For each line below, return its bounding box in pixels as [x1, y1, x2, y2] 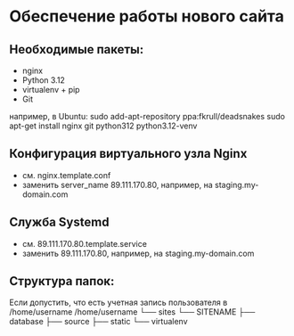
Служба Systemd [9, 215, 110, 230]
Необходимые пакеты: [9, 42, 144, 57]
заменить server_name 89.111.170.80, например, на [21, 179, 214, 190]
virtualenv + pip [21, 85, 80, 94]
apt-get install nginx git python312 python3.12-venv [9, 120, 198, 131]
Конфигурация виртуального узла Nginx [9, 146, 248, 161]
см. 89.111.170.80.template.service [21, 238, 147, 249]
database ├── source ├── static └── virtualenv [9, 316, 189, 327]
